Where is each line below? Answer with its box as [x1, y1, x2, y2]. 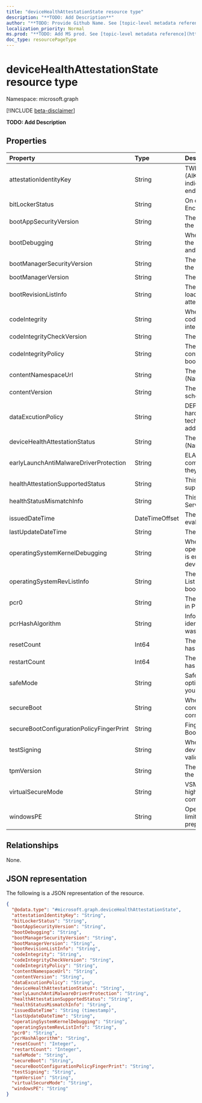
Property [9, 154, 35, 162]
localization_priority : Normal [6, 25, 85, 32]
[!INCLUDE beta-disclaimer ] [6, 106, 75, 114]
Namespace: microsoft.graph [6, 95, 79, 102]
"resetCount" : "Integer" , [11, 1041, 77, 1047]
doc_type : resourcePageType [6, 37, 77, 43]
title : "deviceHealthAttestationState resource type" [6, 8, 144, 15]
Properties [6, 136, 47, 146]
